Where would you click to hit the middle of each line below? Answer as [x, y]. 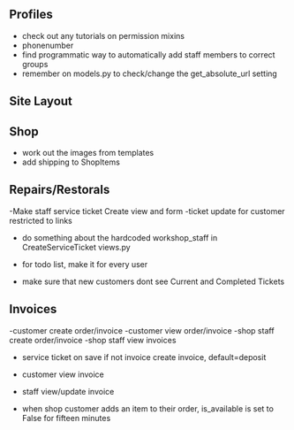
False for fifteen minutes [66, 418]
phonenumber [48, 45]
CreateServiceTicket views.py [76, 247]
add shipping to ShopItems [71, 162]
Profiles [31, 15]
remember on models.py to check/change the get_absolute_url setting [150, 73]
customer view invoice [63, 374]
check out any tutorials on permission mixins [103, 35]
